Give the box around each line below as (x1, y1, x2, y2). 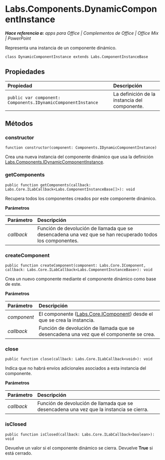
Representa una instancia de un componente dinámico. (5, 45, 117, 51)
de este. (5, 281, 22, 287)
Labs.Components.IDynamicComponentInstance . (5, 159, 105, 165)
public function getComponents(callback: (5, 183, 91, 188)
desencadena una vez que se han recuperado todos (37, 231, 158, 238)
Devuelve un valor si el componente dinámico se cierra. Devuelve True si (5, 445, 153, 451)
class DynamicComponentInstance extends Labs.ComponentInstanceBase (5, 54, 148, 59)
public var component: (7, 95, 60, 100)
